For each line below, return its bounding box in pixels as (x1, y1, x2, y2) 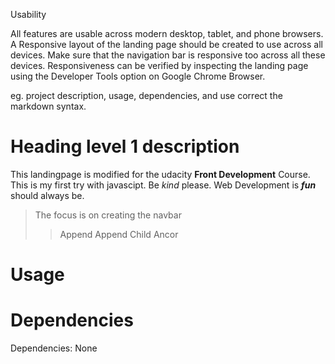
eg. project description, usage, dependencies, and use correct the (10, 90, 283, 101)
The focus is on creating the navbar (34, 209, 182, 221)
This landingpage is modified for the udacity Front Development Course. (10, 168, 311, 180)
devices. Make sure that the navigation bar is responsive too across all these (10, 49, 326, 61)
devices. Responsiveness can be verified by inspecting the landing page (10, 60, 309, 71)
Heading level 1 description (10, 135, 240, 158)
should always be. (10, 189, 85, 201)
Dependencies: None (10, 342, 98, 354)
